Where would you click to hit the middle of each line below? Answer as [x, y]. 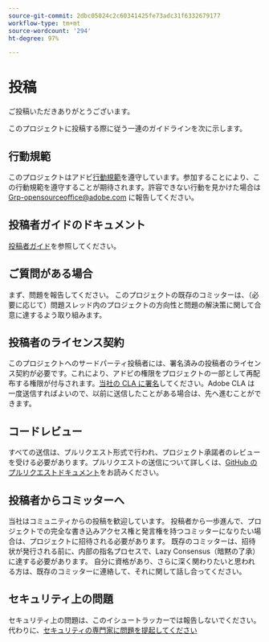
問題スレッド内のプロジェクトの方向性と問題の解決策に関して [152, 305]
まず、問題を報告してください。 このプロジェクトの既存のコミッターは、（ [130, 294]
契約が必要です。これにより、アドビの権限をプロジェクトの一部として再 [134, 373]
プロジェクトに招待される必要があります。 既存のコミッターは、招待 [143, 541]
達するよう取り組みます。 [64, 315]
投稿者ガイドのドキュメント [77, 225]
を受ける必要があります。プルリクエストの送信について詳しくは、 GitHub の [133, 463]
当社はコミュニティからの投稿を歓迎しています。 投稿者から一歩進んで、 [128, 521]
